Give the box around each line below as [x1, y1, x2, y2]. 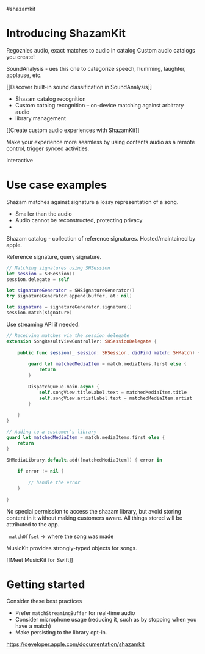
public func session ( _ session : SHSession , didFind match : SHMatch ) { [17, 349, 201, 356]
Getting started [6, 577, 85, 591]
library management [15, 114, 66, 122]
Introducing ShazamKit [6, 27, 126, 40]
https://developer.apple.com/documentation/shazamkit [6, 641, 145, 648]
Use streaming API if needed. [6, 321, 81, 328]
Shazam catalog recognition [15, 95, 87, 103]
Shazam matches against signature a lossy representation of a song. [6, 198, 179, 205]
